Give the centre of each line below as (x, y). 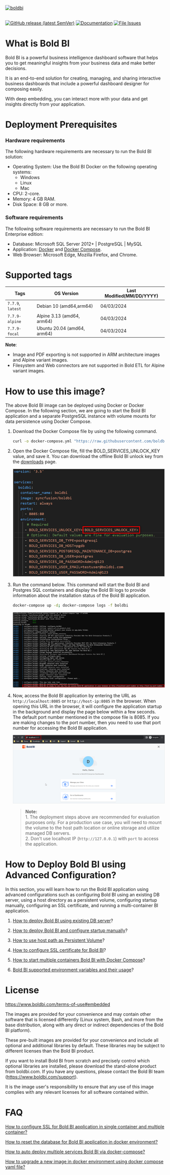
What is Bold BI (37, 44)
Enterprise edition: (25, 234)
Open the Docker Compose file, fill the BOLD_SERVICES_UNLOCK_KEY (86, 451)
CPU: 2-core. (26, 194)
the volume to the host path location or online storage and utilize (92, 828)
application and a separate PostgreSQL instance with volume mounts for (81, 416)
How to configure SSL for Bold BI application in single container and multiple (85, 1126)
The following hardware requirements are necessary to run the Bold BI (78, 152)
